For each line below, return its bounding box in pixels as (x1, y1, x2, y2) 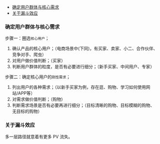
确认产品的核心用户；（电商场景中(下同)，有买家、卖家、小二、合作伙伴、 (12, 45, 158, 52)
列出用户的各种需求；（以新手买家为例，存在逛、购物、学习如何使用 (12, 84, 146, 90)
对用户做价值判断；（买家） (12, 58, 65, 64)
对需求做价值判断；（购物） (12, 96, 65, 102)
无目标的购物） (12, 108, 42, 115)
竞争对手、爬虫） (12, 52, 47, 58)
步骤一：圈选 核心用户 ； (5, 35, 49, 41)
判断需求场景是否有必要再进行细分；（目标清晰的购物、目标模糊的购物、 (12, 102, 155, 108)
